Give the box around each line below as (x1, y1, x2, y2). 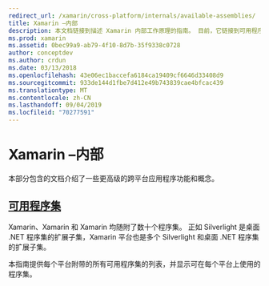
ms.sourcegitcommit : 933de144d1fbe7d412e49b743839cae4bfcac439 (8, 79, 224, 87)
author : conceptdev (8, 49, 74, 57)
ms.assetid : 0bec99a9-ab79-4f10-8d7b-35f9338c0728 (8, 42, 181, 50)
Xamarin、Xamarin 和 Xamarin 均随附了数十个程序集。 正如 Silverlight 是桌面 (8, 222, 260, 232)
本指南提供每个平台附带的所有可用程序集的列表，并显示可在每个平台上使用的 (8, 259, 261, 268)
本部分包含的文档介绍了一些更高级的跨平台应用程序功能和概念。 (8, 173, 219, 183)
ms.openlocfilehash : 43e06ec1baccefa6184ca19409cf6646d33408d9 (8, 71, 224, 79)
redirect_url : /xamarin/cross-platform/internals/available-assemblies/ (8, 11, 256, 20)
